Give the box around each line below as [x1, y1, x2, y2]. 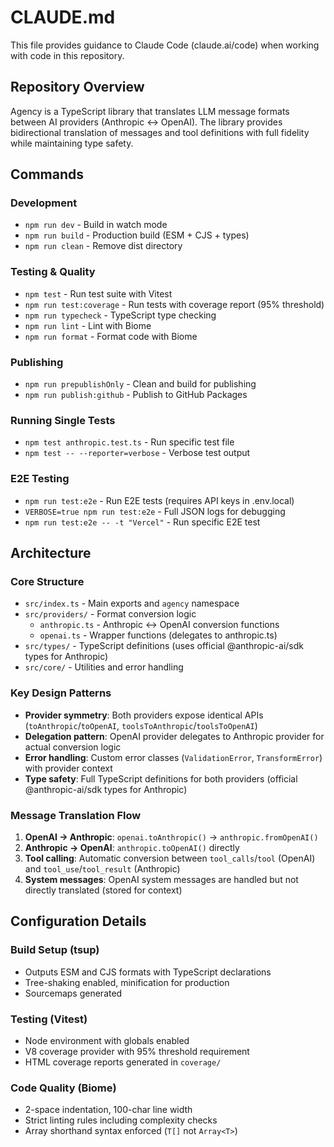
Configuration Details [10, 913, 147, 930]
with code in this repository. [10, 49, 125, 61]
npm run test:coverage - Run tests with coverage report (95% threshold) [24, 298, 325, 310]
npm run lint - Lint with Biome [24, 319, 152, 331]
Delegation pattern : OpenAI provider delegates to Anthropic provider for [24, 730, 325, 742]
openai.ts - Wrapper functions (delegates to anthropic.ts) [39, 629, 278, 641]
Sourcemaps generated [24, 987, 123, 999]
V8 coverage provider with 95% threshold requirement [24, 1045, 250, 1057]
